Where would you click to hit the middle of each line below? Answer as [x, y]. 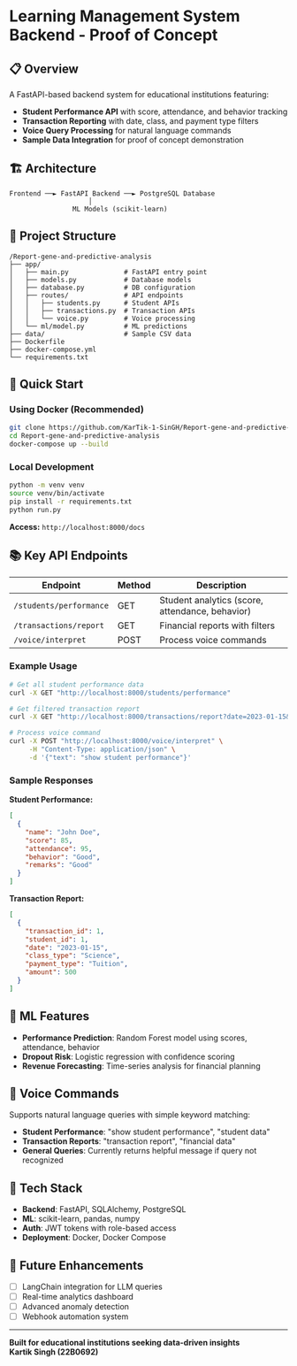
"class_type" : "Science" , [73, 956]
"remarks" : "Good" [59, 865]
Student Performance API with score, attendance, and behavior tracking [155, 111]
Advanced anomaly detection [76, 1307]
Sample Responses [51, 780]
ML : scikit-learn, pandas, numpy [81, 1219]
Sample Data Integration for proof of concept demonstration [133, 140]
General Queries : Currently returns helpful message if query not [139, 1151]
